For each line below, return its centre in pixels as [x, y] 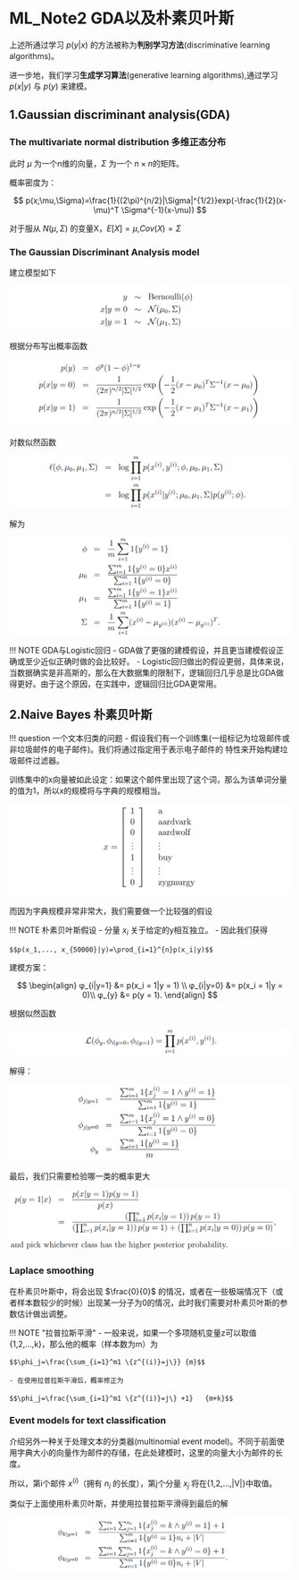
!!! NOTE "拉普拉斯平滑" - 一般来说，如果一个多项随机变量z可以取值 [133, 1332]
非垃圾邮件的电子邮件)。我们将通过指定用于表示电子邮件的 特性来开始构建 [145, 749]
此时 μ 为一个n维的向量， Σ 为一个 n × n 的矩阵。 [97, 163]
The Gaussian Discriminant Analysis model [104, 252]
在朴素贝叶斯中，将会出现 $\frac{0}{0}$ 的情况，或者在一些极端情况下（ [142, 1291]
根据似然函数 [33, 1013]
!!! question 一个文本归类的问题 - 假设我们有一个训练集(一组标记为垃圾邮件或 [149, 738]
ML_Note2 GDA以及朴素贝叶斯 [122, 18]
